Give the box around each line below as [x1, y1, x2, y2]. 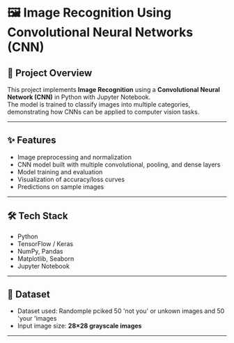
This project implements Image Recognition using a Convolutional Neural [7, 86, 221, 93]
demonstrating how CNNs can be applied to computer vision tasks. [7, 108, 200, 116]
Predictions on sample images [17, 182, 104, 191]
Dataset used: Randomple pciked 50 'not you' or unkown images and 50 [17, 307, 225, 315]
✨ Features [7, 135, 56, 146]
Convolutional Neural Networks [7, 24, 194, 40]
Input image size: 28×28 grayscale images [17, 321, 142, 330]
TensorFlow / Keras [17, 239, 74, 247]
